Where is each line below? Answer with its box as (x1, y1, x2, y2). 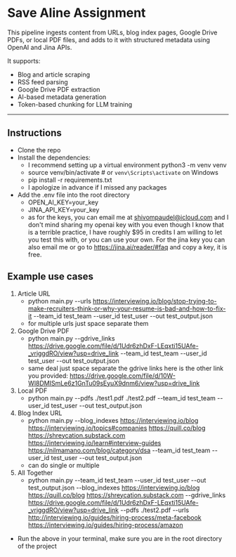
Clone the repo (17, 145, 61, 154)
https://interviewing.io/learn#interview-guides (27, 438, 162, 447)
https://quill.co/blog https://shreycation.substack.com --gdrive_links (27, 490, 226, 499)
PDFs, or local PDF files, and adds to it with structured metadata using (7, 35, 211, 44)
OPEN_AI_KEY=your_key (27, 198, 99, 207)
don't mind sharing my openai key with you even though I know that (27, 220, 225, 229)
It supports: (7, 56, 41, 65)
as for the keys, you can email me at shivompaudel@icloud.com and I (27, 213, 229, 221)
